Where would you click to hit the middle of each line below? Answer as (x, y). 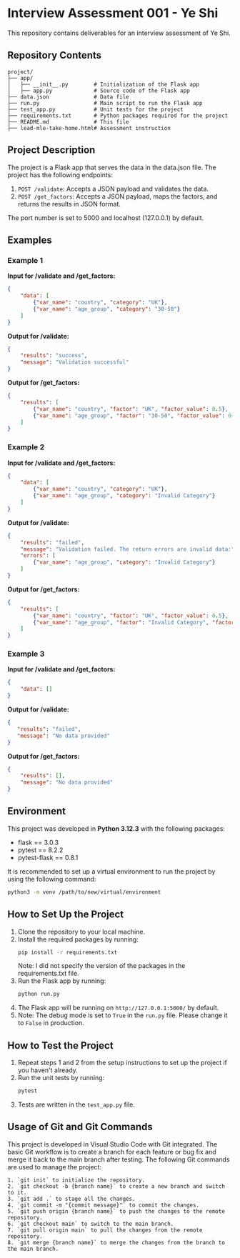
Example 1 (25, 260)
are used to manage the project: (55, 1167)
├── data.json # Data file (69, 97)
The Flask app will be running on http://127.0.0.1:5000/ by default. (118, 1008)
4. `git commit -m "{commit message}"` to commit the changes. (104, 1205)
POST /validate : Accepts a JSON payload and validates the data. (113, 189)
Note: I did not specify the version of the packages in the (101, 966)
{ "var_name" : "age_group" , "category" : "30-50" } (107, 309)
